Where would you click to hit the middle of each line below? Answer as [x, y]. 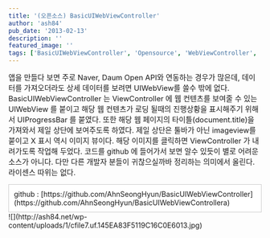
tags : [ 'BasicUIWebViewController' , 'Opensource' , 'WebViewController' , [133, 53]
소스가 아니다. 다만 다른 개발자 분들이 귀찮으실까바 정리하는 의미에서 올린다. [132, 162]
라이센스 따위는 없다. [42, 173]
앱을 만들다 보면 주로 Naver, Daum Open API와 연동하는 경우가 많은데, [124, 78]
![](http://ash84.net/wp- [48, 217]
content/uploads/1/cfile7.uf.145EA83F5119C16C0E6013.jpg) [105, 225]
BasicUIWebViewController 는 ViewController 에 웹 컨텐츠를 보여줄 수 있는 [133, 99]
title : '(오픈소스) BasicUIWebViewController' [84, 16]
